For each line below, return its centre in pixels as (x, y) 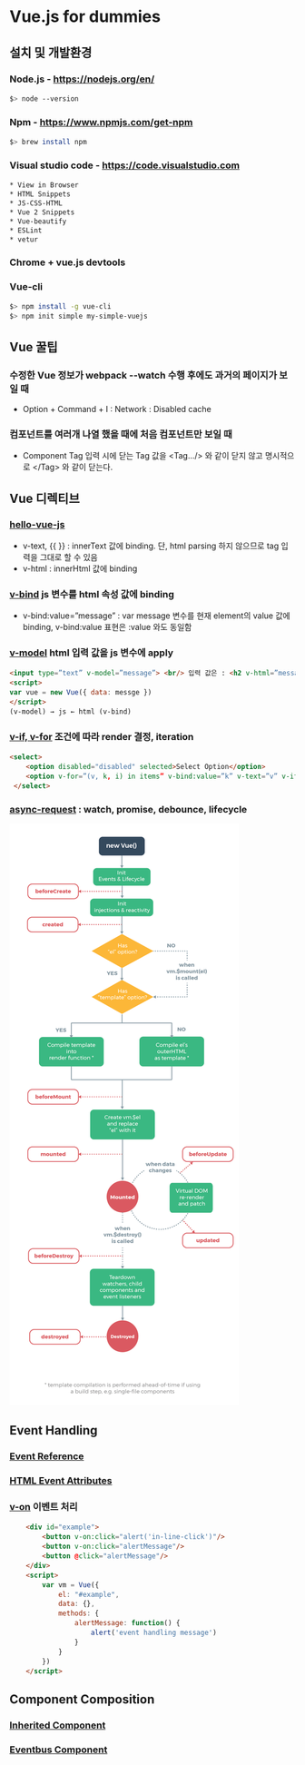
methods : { (79, 1613)
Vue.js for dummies (85, 17)
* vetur (24, 240)
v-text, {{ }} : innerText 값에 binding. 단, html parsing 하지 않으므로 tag (151, 546)
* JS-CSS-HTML (36, 203)
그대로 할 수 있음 (69, 557)
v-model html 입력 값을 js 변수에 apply (92, 653)
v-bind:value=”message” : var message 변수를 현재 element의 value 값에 (156, 616)
